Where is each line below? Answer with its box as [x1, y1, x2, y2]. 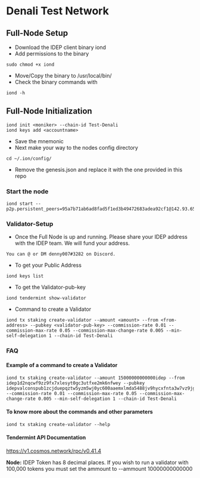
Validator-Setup [6, 220, 54, 228]
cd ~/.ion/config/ [6, 155, 52, 162]
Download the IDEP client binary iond [14, 44, 106, 51]
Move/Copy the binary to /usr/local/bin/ [14, 72, 112, 79]
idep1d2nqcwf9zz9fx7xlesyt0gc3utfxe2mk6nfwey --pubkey [6, 380, 145, 386]
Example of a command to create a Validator [6, 361, 118, 368]
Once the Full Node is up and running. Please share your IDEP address [14, 233, 187, 240]
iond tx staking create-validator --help [6, 421, 111, 427]
